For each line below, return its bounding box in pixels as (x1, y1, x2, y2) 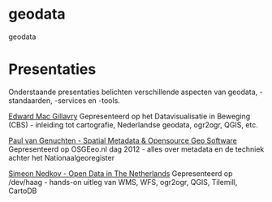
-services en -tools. (54, 95, 120, 105)
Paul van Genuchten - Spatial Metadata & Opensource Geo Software (8, 135, 238, 145)
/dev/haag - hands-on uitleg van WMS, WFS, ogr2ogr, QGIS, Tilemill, (8, 177, 238, 187)
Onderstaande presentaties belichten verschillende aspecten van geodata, (8, 87, 258, 97)
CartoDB (8, 186, 37, 196)
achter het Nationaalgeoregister (8, 153, 115, 162)
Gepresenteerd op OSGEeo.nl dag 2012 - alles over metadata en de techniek (8, 144, 265, 154)
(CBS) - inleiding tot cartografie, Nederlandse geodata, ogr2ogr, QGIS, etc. (8, 119, 258, 130)
